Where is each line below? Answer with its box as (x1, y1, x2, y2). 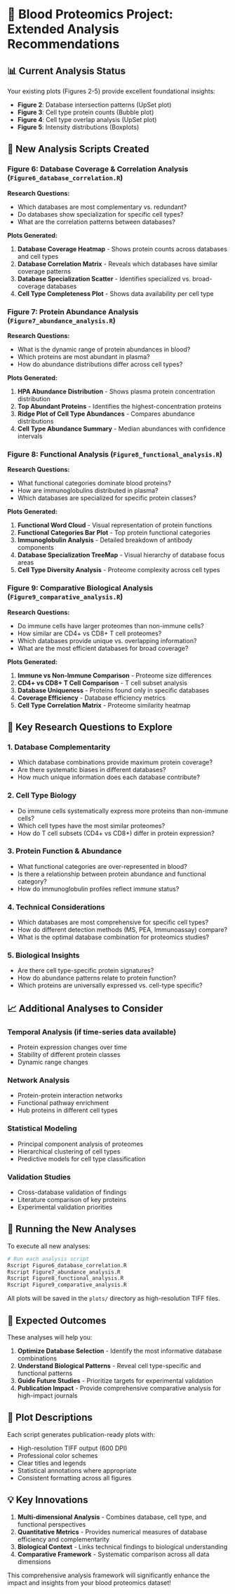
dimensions (17, 1557, 51, 1566)
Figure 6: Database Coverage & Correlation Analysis (7, 164, 189, 174)
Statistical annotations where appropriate (17, 1466, 137, 1475)
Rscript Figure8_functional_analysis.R (7, 1275, 124, 1282)
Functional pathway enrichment (17, 1099, 109, 1107)
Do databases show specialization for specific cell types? (17, 210, 184, 218)
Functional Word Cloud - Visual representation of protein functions (17, 521, 213, 529)
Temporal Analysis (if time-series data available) (7, 1027, 177, 1036)
